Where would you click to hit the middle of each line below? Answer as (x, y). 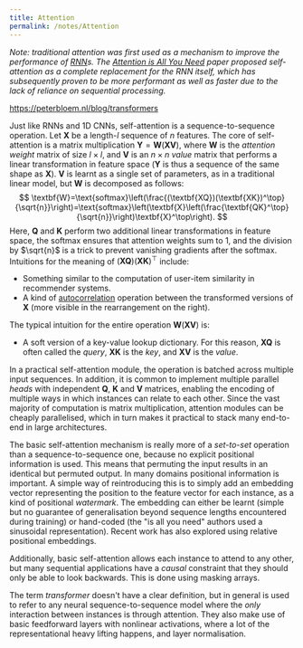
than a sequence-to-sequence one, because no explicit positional (132, 454)
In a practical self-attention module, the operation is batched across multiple (151, 370)
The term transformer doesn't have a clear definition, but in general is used (149, 596)
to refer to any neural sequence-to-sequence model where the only (135, 605)
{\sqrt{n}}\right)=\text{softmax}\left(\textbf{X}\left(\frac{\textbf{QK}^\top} (152, 207)
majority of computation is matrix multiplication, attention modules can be (147, 408)
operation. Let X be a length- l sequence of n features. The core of (133, 135)
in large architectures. (66, 427)
